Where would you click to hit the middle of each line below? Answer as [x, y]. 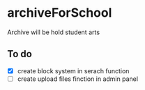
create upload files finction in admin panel [77, 79]
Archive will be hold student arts [53, 32]
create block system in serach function [73, 70]
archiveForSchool [60, 13]
